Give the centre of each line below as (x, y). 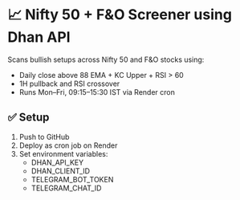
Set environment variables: (63, 153)
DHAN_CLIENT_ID (60, 171)
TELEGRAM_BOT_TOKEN (72, 179)
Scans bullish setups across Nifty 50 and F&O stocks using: (106, 59)
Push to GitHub (44, 137)
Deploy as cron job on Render (68, 145)
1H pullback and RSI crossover (69, 84)
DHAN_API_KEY (57, 162)
